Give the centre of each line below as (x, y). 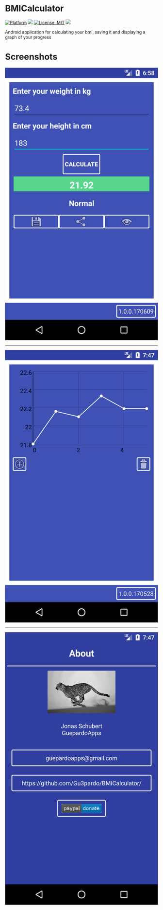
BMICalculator (34, 9)
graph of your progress (28, 37)
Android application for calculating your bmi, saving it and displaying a (75, 32)
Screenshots (31, 57)
